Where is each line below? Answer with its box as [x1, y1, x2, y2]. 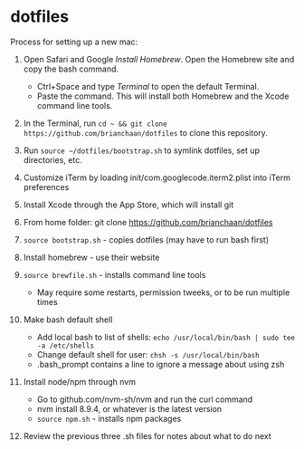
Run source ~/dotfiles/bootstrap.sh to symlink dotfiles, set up [23, 145, 261, 156]
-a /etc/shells [36, 341, 94, 350]
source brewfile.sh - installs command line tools [23, 269, 206, 280]
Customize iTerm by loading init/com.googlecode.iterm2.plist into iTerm [23, 172, 290, 183]
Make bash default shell [23, 314, 113, 325]
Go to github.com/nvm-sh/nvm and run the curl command [36, 394, 253, 405]
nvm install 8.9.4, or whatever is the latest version [36, 403, 223, 414]
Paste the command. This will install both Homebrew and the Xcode [36, 91, 290, 101]
